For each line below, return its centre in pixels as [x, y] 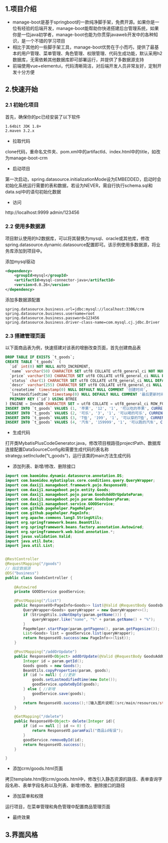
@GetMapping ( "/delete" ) [39, 717]
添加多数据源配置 [23, 300]
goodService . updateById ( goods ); [65, 684]
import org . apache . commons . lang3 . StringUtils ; [54, 518]
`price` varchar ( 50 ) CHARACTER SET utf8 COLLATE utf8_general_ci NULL [85, 376]
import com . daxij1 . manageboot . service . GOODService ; [60, 504]
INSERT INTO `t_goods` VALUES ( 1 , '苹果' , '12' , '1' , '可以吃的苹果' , [77, 408]
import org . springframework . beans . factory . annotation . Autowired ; [74, 527]
